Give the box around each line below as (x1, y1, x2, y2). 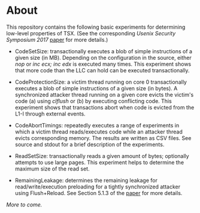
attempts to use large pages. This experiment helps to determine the (14, 159, 184, 166)
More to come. (6, 201, 43, 208)
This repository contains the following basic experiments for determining (6, 23, 186, 31)
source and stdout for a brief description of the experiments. (14, 141, 165, 148)
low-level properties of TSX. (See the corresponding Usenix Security (6, 29, 176, 36)
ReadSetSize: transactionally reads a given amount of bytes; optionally (14, 152, 190, 159)
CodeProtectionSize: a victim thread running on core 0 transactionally (14, 78, 187, 86)
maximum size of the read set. (14, 165, 90, 172)
